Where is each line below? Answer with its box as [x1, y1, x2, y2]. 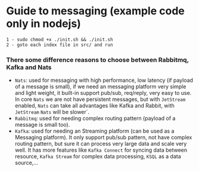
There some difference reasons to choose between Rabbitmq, [6, 56, 189, 64]
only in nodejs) [6, 17, 82, 30]
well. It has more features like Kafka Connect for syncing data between [14, 146, 188, 153]
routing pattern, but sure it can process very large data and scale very [14, 140, 187, 148]
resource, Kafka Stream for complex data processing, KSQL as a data [14, 153, 182, 160]
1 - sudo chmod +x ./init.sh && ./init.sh [6, 36, 113, 42]
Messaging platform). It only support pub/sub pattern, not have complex [14, 134, 192, 141]
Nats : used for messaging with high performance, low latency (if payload [14, 76, 194, 84]
